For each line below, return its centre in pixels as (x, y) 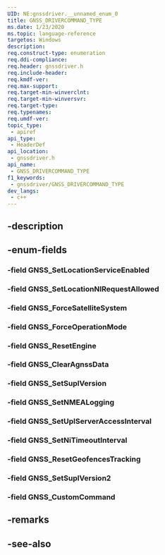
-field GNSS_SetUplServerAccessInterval (79, 422)
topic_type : (25, 125)
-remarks (28, 520)
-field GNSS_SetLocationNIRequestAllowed (84, 288)
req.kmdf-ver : (28, 79)
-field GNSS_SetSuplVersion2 (59, 478)
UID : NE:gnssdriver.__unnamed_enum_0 (63, 14)
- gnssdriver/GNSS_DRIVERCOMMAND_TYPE (67, 184)
